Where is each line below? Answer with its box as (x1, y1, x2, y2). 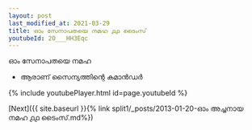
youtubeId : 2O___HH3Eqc (8, 34, 89, 43)
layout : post (8, 11, 52, 20)
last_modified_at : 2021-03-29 (8, 19, 111, 27)
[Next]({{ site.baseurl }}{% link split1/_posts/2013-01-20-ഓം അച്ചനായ (8, 104, 244, 113)
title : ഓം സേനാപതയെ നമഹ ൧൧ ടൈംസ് (8, 26, 147, 35)
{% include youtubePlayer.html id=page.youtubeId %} (8, 88, 188, 98)
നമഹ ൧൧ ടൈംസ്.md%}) (8, 113, 94, 123)
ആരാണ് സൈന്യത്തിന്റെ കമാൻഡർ (19, 72, 143, 82)
